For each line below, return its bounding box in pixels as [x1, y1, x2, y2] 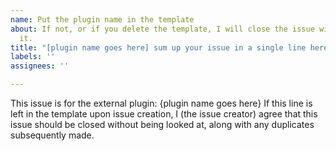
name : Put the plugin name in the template [10, 14, 195, 25]
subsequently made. [10, 129, 95, 141]
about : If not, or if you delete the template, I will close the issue [10, 24, 315, 34]
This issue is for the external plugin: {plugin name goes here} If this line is [10, 97, 313, 109]
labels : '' [10, 52, 56, 62]
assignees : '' [10, 61, 70, 71]
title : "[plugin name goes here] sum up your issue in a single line [10, 42, 307, 53]
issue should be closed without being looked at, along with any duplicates [10, 119, 315, 130]
